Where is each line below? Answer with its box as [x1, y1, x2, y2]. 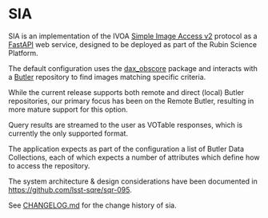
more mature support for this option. [8, 105, 128, 114]
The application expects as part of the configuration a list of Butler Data [8, 144, 245, 153]
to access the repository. [8, 161, 90, 170]
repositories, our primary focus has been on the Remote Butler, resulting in [8, 96, 254, 105]
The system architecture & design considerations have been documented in [8, 176, 258, 186]
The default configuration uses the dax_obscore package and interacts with [8, 63, 258, 73]
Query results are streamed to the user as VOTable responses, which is [8, 120, 243, 129]
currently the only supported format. [8, 129, 129, 138]
